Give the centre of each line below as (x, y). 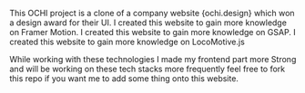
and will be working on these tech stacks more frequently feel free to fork (147, 69)
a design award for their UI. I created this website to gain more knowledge (148, 23)
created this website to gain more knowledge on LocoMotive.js (127, 42)
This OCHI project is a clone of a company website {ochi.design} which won (152, 13)
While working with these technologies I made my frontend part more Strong (153, 59)
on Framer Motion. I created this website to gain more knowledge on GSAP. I (152, 32)
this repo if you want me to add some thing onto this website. (124, 79)
